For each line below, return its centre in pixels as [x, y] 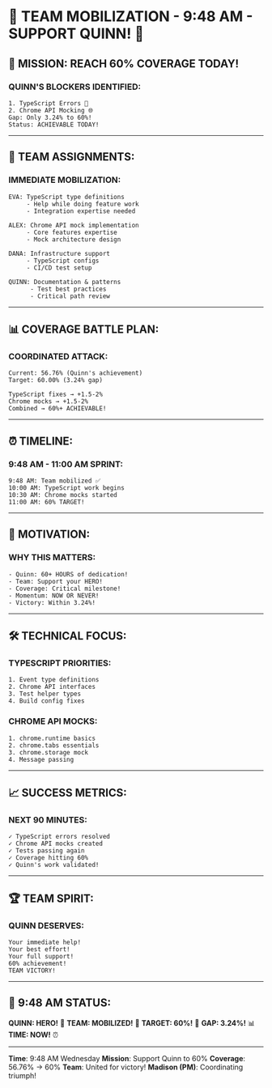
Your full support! [41, 956]
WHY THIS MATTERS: [52, 558]
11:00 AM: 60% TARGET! [47, 502]
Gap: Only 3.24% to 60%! [50, 117]
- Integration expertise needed [81, 211]
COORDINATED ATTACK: [58, 356]
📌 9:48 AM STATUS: [60, 1003]
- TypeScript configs [63, 261]
